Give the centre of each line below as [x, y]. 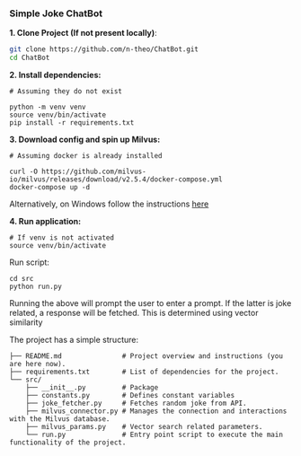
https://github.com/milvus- [94, 172]
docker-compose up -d [50, 188]
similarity [26, 322]
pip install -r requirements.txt [72, 123]
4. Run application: [45, 222]
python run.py [36, 287]
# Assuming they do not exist [66, 92]
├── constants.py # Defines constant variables [130, 396]
